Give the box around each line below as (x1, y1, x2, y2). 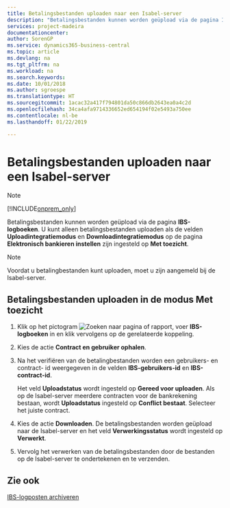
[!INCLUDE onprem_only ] (7, 205, 77, 213)
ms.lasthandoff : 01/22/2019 (7, 118, 88, 126)
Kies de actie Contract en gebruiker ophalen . (16, 343, 146, 351)
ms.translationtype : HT (7, 93, 75, 100)
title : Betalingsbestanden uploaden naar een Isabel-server (7, 10, 183, 17)
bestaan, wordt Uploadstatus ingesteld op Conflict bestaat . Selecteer (16, 399, 216, 407)
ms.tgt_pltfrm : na (7, 61, 60, 68)
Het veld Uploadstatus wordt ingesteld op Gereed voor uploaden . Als (16, 384, 215, 393)
